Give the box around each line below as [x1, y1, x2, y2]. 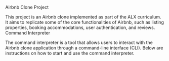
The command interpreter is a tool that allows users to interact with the [5, 39, 153, 45]
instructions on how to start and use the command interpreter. [5, 50, 135, 56]
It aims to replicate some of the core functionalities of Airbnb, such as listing [5, 19, 164, 25]
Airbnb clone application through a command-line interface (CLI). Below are [5, 45, 163, 50]
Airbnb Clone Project [5, 4, 49, 10]
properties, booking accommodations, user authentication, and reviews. [5, 24, 155, 30]
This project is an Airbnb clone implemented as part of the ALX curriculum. [5, 14, 161, 19]
